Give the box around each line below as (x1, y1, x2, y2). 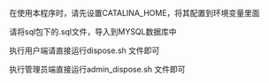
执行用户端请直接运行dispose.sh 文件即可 (9, 45, 160, 56)
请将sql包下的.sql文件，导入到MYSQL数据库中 (9, 26, 177, 37)
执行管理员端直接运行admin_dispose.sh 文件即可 (9, 64, 186, 74)
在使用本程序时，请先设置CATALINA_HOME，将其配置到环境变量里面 (9, 8, 260, 18)
